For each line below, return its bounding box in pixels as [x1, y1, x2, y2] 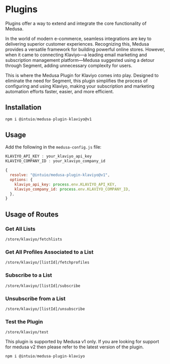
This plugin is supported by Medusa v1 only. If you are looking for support [5, 339, 159, 345]
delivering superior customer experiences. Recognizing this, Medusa [5, 41, 149, 47]
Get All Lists [5, 225, 36, 232]
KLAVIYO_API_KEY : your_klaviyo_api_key [5, 154, 92, 159]
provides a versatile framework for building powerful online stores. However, [5, 46, 165, 52]
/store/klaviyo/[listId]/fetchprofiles [5, 260, 90, 265]
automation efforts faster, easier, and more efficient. [5, 88, 114, 94]
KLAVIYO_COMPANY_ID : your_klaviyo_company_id [5, 159, 106, 164]
